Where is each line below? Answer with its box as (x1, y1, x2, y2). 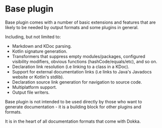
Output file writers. (12, 89, 50, 95)
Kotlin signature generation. (12, 48, 68, 54)
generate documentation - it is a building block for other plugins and (5, 104, 142, 110)
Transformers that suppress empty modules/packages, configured (12, 53, 146, 59)
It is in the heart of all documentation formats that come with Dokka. (5, 118, 141, 124)
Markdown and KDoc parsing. (12, 43, 72, 49)
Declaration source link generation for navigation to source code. (12, 79, 142, 85)
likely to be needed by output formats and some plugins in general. (5, 24, 139, 30)
